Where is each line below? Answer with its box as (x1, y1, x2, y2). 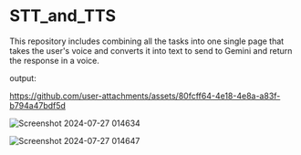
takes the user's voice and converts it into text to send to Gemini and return (9, 45, 293, 56)
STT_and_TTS (9, 5, 117, 26)
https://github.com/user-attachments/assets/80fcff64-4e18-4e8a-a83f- (9, 90, 281, 101)
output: (9, 72, 36, 83)
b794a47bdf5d (9, 99, 67, 110)
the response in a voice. (9, 55, 100, 66)
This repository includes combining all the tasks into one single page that (9, 36, 285, 46)
